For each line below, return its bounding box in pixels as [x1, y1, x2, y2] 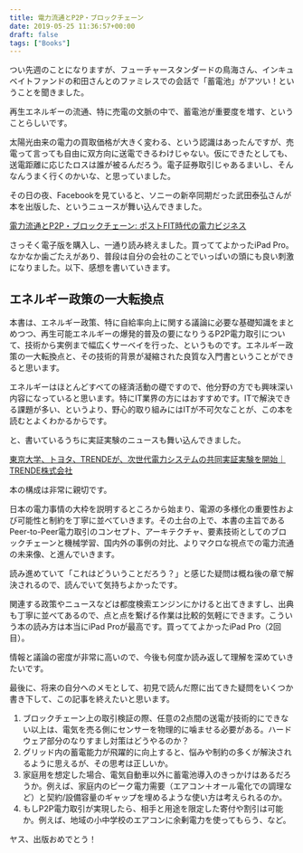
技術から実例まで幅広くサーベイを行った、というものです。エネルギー [24, 340, 286, 351]
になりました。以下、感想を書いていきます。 [9, 262, 175, 273]
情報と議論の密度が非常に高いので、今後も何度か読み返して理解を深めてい [9, 652, 287, 663]
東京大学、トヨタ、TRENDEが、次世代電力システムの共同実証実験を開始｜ [9, 454, 287, 465]
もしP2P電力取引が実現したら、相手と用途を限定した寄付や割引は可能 [22, 803, 284, 814]
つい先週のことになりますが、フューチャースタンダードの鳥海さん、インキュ [9, 64, 294, 75]
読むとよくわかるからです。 [9, 415, 112, 426]
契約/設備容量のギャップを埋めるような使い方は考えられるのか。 [46, 792, 288, 803]
